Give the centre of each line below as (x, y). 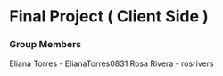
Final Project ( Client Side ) (109, 17)
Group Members (45, 45)
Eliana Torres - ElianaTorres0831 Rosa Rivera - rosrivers (111, 63)
